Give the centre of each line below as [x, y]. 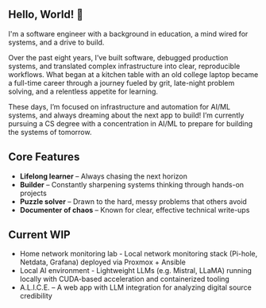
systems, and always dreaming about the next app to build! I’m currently [126, 115]
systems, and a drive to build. [56, 42]
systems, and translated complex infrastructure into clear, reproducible [124, 66]
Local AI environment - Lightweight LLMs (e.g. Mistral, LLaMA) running [136, 271]
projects [33, 193]
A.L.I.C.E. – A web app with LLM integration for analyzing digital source [135, 287]
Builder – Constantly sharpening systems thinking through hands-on [132, 184]
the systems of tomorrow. [50, 132]
